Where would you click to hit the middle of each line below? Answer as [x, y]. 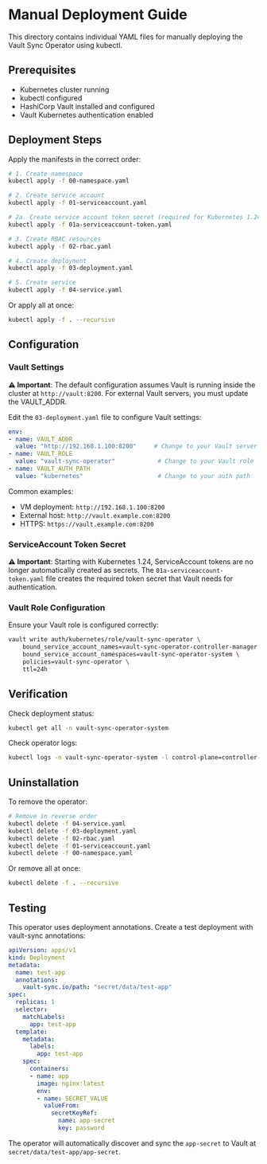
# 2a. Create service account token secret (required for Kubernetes [126, 218]
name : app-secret [87, 1121]
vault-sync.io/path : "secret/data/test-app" [97, 987]
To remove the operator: [48, 801]
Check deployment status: [51, 713]
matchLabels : [44, 1017]
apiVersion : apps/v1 [43, 950]
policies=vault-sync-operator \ [76, 662]
